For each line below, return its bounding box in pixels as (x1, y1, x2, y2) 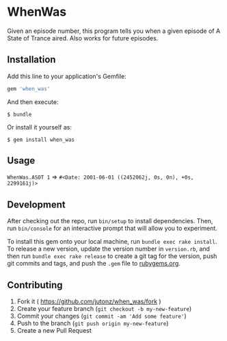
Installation (7, 54, 56, 66)
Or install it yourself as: (7, 123, 72, 131)
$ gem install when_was (7, 136, 75, 143)
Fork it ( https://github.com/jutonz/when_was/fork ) (16, 297, 162, 305)
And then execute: (7, 97, 59, 106)
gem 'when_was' (7, 85, 51, 92)
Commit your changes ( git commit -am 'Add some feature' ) (16, 312, 187, 320)
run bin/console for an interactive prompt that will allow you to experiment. (7, 224, 217, 233)
